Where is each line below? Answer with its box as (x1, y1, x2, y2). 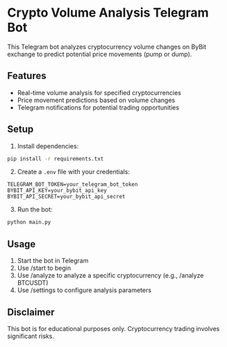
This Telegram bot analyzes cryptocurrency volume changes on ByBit (7, 42, 207, 51)
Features (7, 70, 47, 82)
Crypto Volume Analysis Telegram (7, 5, 209, 21)
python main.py (7, 219, 51, 226)
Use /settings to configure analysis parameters (17, 286, 151, 294)
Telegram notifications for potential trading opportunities (17, 103, 179, 112)
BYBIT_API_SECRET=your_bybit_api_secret (7, 193, 126, 201)
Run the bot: (17, 205, 53, 214)
